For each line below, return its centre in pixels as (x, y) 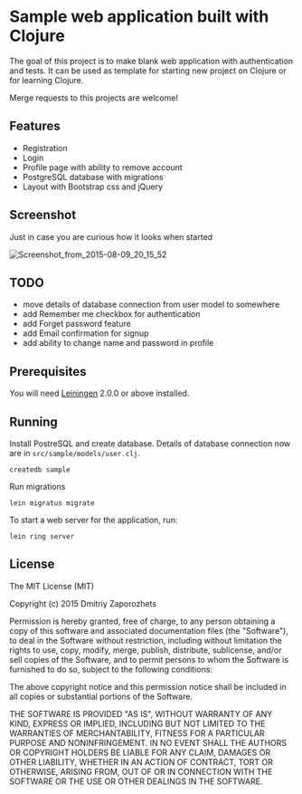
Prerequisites (48, 372)
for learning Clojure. (47, 80)
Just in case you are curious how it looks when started (111, 236)
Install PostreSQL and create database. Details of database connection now (150, 444)
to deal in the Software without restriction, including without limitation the (146, 640)
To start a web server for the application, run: (94, 520)
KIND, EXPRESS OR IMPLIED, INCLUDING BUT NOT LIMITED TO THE (137, 723)
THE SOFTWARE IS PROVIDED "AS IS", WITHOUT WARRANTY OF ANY (141, 713)
